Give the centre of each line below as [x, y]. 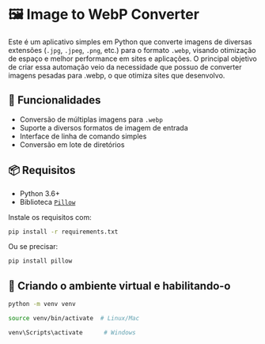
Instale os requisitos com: [50, 217]
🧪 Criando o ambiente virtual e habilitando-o [119, 286]
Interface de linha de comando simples [83, 136]
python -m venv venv [42, 304]
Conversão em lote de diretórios [72, 144]
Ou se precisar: [33, 247]
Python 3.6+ [40, 193]
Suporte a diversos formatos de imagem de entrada [104, 127]
